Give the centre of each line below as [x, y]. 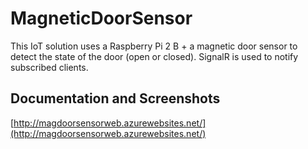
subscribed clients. [49, 67]
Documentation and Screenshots [115, 98]
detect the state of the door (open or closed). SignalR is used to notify [154, 56]
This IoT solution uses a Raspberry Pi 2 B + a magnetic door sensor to [154, 46]
